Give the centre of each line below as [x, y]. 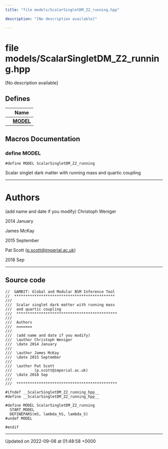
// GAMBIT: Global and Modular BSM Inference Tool [60, 292]
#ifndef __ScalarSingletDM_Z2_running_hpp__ [52, 392]
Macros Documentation [43, 139]
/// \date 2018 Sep [27, 375]
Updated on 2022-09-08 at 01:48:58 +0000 [50, 441]
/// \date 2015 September [33, 357]
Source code [25, 280]
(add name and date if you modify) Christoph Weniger [61, 211]
